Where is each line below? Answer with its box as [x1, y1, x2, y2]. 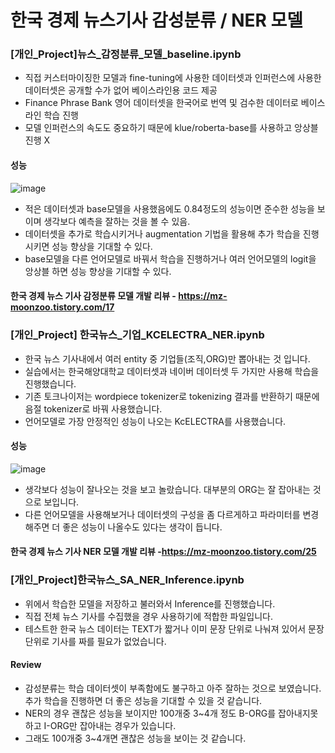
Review [10, 659, 42, 671]
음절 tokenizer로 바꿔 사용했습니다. [24, 402, 163, 415]
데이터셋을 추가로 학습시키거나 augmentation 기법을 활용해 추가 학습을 [24, 227, 301, 240]
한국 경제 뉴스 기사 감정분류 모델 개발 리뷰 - [10, 290, 177, 302]
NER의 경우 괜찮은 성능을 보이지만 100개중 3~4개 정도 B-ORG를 [24, 707, 277, 719]
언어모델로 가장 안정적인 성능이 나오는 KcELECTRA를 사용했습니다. [24, 415, 287, 427]
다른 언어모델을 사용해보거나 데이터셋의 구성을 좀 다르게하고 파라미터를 [24, 508, 301, 520]
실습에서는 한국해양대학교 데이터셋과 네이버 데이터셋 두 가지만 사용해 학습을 [24, 365, 320, 377]
